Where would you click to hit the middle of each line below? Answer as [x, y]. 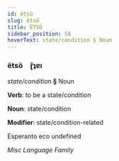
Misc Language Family [41, 150]
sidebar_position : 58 [39, 34]
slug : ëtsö [23, 21]
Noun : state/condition [39, 109]
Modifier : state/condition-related [56, 123]
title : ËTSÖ [25, 27]
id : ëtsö [20, 14]
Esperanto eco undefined [44, 136]
